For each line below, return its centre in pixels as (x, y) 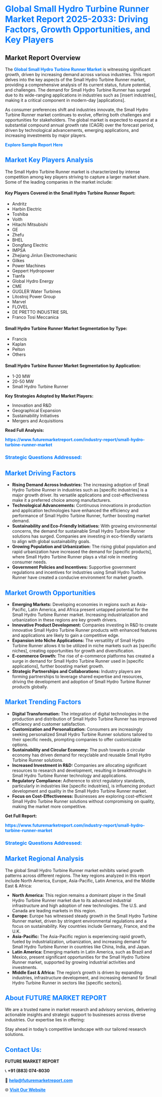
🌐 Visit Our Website (25, 1090)
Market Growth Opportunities (50, 593)
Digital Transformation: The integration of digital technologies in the (80, 714)
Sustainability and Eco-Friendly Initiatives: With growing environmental (84, 526)
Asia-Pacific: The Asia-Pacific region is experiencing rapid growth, (79, 936)
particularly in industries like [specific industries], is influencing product (83, 786)
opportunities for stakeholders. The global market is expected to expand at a (81, 120)
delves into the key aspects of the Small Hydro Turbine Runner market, (75, 79)
